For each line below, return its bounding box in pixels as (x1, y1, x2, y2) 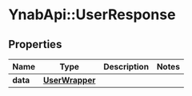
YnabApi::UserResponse (8, 6, 176, 24)
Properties (8, 38, 62, 51)
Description (103, 62, 150, 72)
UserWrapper (42, 74, 96, 86)
